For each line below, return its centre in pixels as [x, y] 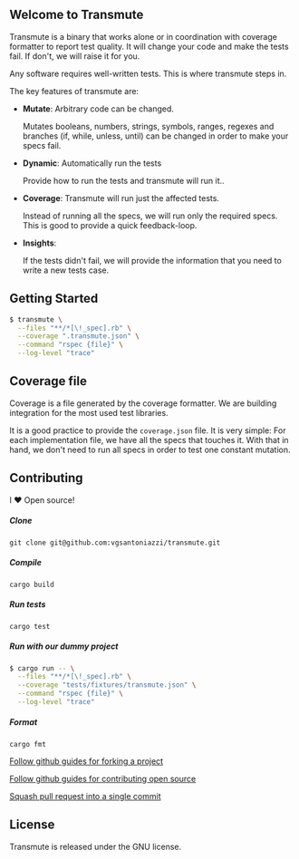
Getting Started [54, 299]
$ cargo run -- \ [42, 668]
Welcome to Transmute [77, 15]
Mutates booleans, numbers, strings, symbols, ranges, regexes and [148, 126]
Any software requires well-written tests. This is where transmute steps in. [148, 73]
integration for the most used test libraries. [89, 412]
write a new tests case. [66, 270]
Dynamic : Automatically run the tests [92, 163]
